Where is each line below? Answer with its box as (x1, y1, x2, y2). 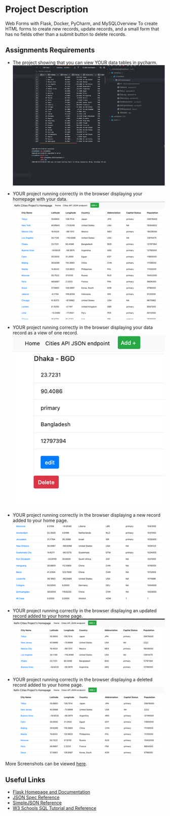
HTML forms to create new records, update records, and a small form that (5, 25, 159, 32)
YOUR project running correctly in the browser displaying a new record (12, 512, 161, 518)
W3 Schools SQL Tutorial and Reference (12, 805, 97, 811)
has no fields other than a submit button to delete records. (5, 31, 126, 37)
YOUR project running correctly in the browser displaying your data (12, 324, 153, 331)
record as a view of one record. (12, 330, 78, 336)
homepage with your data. (12, 196, 68, 202)
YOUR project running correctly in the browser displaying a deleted (12, 676, 153, 682)
